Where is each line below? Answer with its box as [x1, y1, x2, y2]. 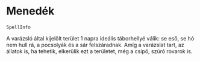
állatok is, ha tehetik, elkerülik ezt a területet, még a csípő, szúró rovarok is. [6, 47, 193, 55]
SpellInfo [6, 24, 31, 30]
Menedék [6, 4, 55, 18]
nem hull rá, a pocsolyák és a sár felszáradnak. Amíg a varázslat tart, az [6, 41, 185, 48]
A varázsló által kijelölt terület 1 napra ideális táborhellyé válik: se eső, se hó [6, 34, 195, 42]
